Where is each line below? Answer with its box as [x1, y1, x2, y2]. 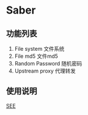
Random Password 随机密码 [14, 60, 82, 67]
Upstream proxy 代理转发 [14, 67, 76, 74]
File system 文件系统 [14, 45, 65, 52]
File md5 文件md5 [14, 52, 59, 60]
